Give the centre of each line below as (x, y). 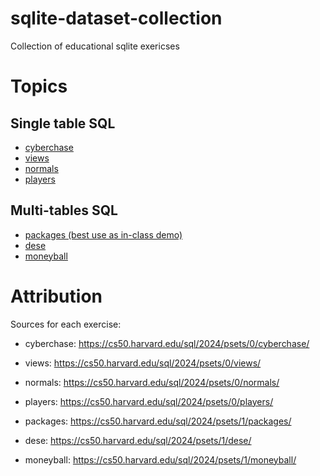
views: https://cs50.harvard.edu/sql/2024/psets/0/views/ (143, 363)
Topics (39, 86)
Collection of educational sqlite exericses (95, 46)
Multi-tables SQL (64, 210)
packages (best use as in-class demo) (103, 234)
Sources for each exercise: (66, 324)
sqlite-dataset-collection (116, 18)
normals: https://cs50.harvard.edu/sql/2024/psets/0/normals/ (152, 382)
